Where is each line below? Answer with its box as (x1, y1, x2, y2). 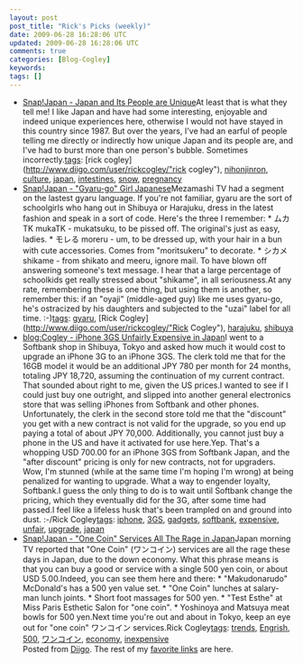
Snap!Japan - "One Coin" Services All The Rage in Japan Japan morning (22, 533, 291, 544)
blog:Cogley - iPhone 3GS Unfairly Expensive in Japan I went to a (22, 331, 264, 343)
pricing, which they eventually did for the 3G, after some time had (22, 494, 267, 505)
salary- (252, 583, 280, 594)
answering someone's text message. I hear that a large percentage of (22, 264, 281, 275)
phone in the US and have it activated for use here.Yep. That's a (22, 437, 260, 447)
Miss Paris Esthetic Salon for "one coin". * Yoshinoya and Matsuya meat (22, 602, 290, 612)
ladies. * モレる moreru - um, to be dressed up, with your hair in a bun (22, 234, 282, 244)
